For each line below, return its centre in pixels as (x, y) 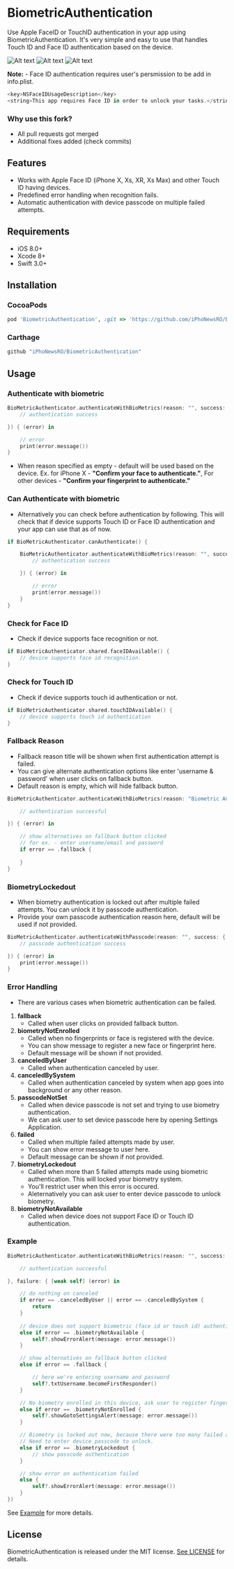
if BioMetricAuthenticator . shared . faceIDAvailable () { (88, 651)
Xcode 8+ (31, 255)
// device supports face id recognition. (80, 657)
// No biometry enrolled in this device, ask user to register (114, 1403)
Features (27, 163)
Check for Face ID (38, 623)
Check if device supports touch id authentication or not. (97, 697)
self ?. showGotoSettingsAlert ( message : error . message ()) (115, 1416)
